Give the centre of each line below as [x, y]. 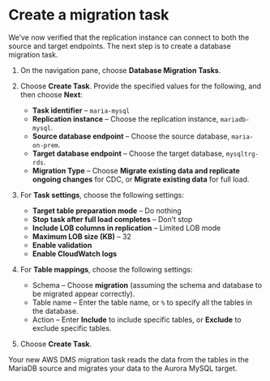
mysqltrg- [242, 154]
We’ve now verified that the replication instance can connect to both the [129, 37]
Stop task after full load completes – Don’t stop [112, 219]
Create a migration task [89, 15]
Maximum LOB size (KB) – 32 [82, 236]
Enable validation [62, 245]
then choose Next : [51, 94]
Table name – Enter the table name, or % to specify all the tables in [142, 302]
